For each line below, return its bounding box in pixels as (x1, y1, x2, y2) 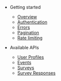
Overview (17, 14, 37, 19)
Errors (17, 24, 30, 30)
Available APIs (9, 45, 39, 50)
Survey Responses (17, 70, 56, 76)
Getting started (9, 4, 41, 10)
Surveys (17, 65, 35, 71)
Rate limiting (17, 35, 43, 41)
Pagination (17, 30, 40, 35)
